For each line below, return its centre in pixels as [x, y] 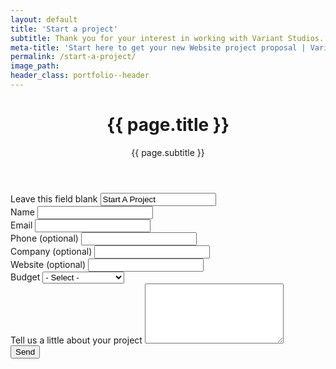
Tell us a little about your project [76, 340]
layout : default [44, 19]
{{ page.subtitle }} [168, 152]
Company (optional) [51, 251]
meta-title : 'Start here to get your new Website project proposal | [158, 47]
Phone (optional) [44, 238]
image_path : [35, 66]
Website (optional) [48, 264]
